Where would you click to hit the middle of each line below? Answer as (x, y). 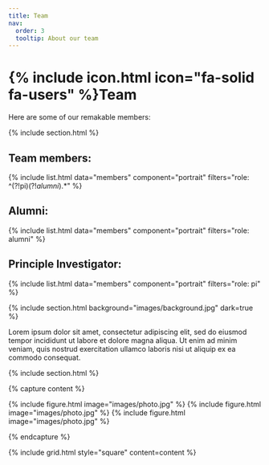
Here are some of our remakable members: (79, 117)
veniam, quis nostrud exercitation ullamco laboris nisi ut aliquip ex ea (122, 349)
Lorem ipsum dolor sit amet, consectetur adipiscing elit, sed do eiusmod (128, 332)
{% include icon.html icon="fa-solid (131, 78)
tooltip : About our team (57, 38)
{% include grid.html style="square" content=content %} (102, 452)
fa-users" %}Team (73, 95)
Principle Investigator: (65, 265)
